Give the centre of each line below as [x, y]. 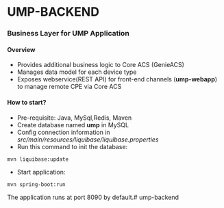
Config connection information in [64, 132]
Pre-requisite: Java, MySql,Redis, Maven [74, 118]
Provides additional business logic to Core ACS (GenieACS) [101, 65]
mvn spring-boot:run [37, 184]
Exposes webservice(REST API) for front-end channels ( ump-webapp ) [117, 79]
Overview [21, 49]
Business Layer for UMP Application [69, 34]
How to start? [27, 102]
